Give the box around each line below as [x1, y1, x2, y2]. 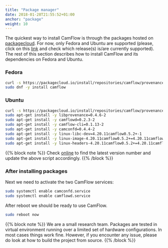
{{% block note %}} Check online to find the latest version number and [5, 150, 151, 156]
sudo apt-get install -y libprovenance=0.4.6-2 [5, 113, 106, 118]
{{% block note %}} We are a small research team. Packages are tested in [5, 221, 157, 227]
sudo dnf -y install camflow [5, 85, 66, 90]
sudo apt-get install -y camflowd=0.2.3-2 [5, 117, 95, 123]
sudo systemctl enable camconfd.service [5, 188, 91, 193]
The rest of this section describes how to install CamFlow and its [5, 51, 138, 57]
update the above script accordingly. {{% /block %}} [5, 155, 113, 161]
